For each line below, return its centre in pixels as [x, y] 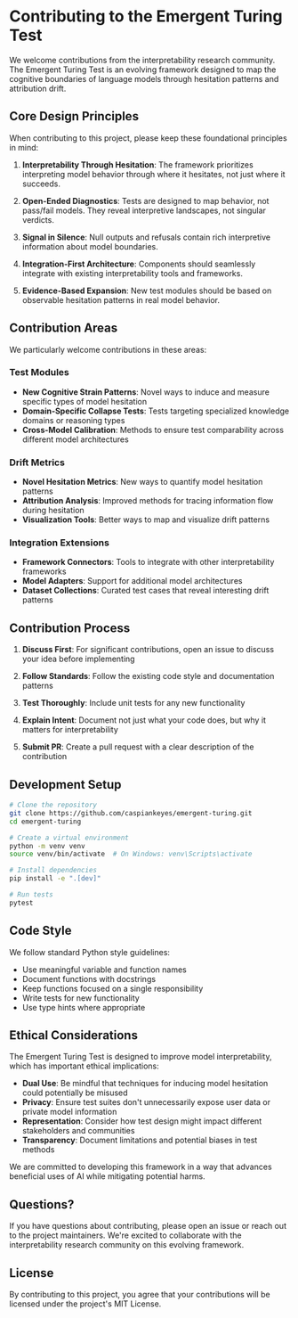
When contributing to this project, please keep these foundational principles [148, 138]
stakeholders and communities [78, 1131]
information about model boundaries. [90, 246]
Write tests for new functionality [81, 998]
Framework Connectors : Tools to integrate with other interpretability [148, 562]
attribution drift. [38, 88]
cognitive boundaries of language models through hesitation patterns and [144, 78]
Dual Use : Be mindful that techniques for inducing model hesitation [145, 1084]
